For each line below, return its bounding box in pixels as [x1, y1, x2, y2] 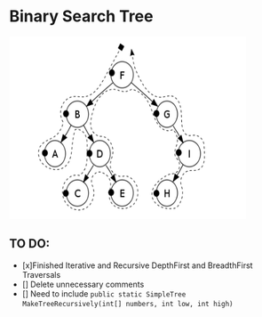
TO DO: [9, 236, 51, 251]
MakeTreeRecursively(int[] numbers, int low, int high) [21, 299, 234, 308]
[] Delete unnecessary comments [21, 279, 145, 289]
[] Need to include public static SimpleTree [21, 288, 187, 299]
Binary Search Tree [9, 6, 154, 27]
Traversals [21, 269, 61, 280]
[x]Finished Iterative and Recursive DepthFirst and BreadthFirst [21, 260, 253, 271]
